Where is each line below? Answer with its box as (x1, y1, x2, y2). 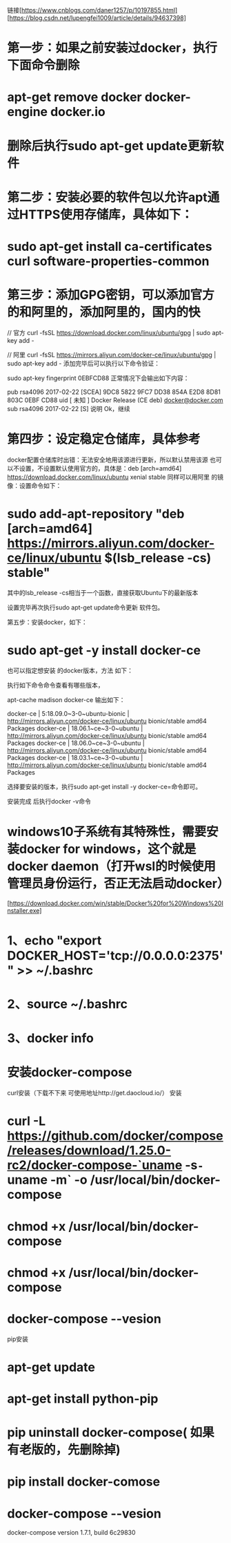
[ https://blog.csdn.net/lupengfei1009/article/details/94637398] (7, 14, 186, 22)
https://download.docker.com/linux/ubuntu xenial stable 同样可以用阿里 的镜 (7, 473, 224, 481)
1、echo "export (7, 932, 102, 948)
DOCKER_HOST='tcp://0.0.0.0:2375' (7, 947, 224, 963)
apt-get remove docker (7, 89, 143, 105)
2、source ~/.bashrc (7, 996, 128, 1012)
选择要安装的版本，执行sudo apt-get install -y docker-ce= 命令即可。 (7, 782, 202, 791)
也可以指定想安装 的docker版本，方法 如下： (7, 666, 133, 674)
